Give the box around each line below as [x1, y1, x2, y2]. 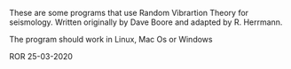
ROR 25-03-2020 [9, 51, 74, 61]
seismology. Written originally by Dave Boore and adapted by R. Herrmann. [9, 17, 283, 27]
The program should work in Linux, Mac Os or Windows [9, 34, 213, 44]
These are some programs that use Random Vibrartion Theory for [9, 8, 249, 18]
